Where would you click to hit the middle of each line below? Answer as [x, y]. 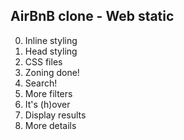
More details [50, 125]
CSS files [43, 61]
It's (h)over [47, 104]
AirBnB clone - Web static [92, 16]
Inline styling [51, 40]
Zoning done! [52, 72]
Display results [55, 115]
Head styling [51, 51]
